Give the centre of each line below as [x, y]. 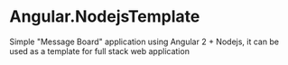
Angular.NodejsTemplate [105, 17]
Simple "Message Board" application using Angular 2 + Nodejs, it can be [144, 42]
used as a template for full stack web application [99, 51]
